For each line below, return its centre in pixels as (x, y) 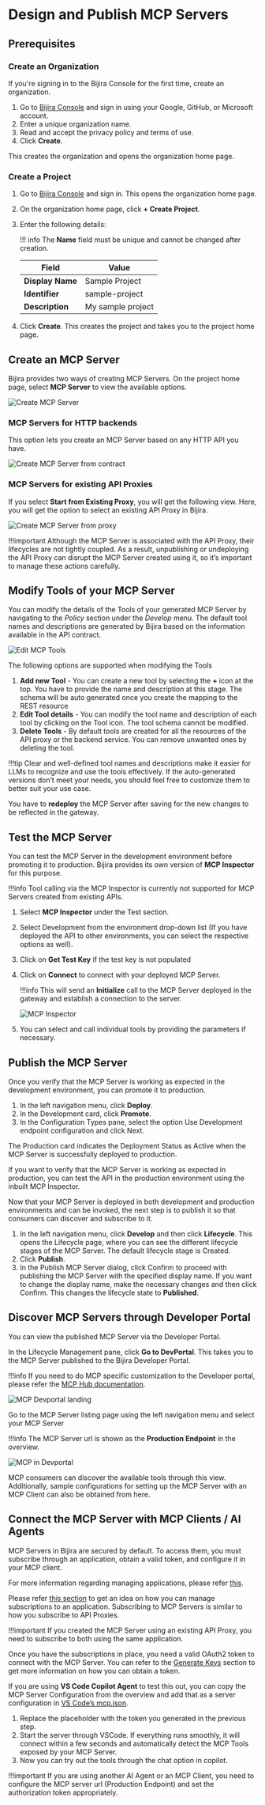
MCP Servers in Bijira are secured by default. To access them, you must (125, 1550)
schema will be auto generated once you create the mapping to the (129, 698)
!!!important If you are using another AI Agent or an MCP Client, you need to (131, 1775)
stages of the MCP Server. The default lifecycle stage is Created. (125, 1251)
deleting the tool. (47, 748)
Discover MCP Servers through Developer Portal (129, 1317)
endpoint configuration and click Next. (82, 1131)
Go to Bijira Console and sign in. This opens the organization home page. (138, 194)
